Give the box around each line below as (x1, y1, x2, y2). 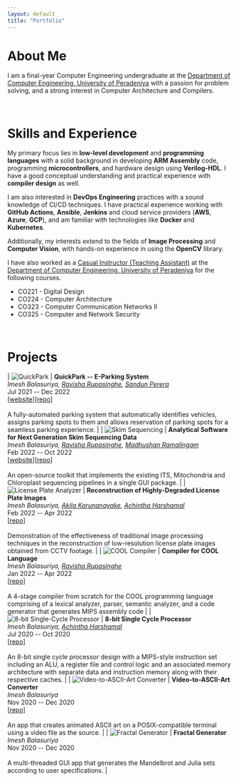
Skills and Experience (7, 125, 137, 141)
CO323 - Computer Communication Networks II (17, 302, 158, 311)
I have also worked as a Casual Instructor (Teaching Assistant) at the (7, 258, 208, 267)
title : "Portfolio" (7, 17, 65, 24)
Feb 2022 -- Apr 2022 (7, 509, 72, 518)
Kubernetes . (7, 223, 45, 232)
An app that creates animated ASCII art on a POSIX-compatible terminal (7, 721, 217, 729)
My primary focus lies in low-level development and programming (7, 149, 205, 158)
